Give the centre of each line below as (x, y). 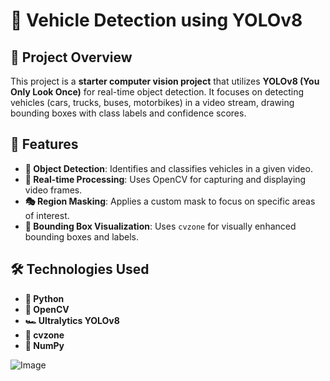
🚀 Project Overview (71, 57)
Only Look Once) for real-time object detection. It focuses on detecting (157, 92)
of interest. (47, 215)
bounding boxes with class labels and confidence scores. (128, 113)
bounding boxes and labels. (81, 236)
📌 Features (44, 144)
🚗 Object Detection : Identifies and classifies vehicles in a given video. (168, 168)
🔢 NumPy (44, 345)
